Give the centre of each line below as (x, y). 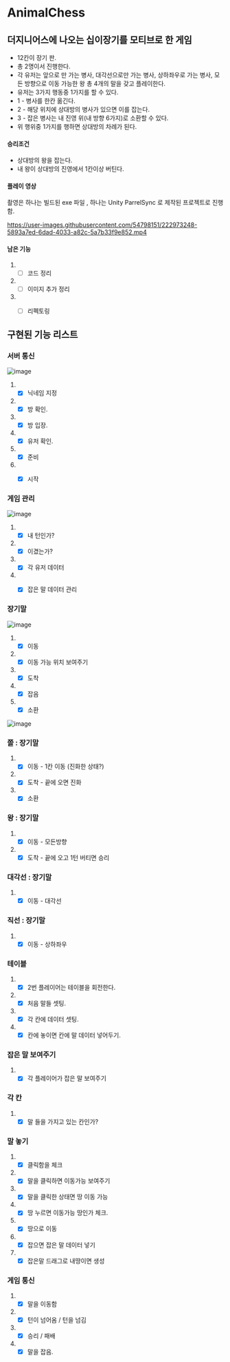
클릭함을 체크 (45, 1165)
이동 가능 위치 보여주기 (58, 662)
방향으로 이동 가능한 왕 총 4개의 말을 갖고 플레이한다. (95, 83)
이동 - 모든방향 (47, 842)
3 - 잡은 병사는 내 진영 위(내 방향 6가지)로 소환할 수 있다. (93, 118)
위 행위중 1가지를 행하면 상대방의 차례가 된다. (77, 126)
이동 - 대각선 (44, 901)
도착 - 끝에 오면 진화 (54, 782)
